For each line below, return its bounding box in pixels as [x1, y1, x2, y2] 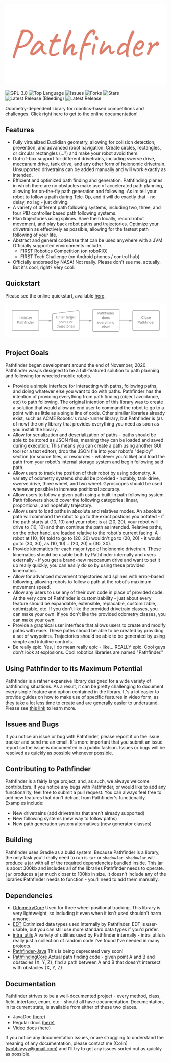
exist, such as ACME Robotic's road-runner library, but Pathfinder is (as [12, 415, 163, 421]
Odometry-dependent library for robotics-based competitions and [5, 105, 144, 111]
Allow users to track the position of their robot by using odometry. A [12, 470, 156, 476]
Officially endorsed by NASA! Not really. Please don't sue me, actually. [12, 259, 161, 265]
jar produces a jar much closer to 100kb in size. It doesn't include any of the [5, 871, 166, 877]
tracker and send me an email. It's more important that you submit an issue [5, 739, 163, 745]
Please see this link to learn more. [5, 705, 77, 711]
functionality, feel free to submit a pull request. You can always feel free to [5, 789, 162, 795]
